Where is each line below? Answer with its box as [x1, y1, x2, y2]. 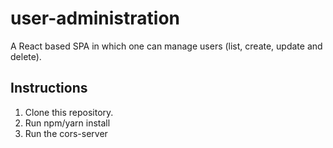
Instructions [10, 80, 88, 97]
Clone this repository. [24, 106, 114, 118]
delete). [10, 50, 42, 62]
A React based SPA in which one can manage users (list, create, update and [10, 40, 323, 52]
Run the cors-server [24, 127, 108, 139]
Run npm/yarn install [24, 117, 111, 129]
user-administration [10, 7, 180, 30]
